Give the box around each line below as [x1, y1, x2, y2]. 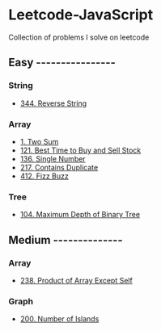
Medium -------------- [8, 233, 123, 247]
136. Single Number [19, 153, 87, 163]
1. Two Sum [19, 136, 59, 146]
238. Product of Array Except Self [19, 275, 133, 285]
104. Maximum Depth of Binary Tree [19, 210, 140, 220]
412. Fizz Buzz [19, 171, 69, 181]
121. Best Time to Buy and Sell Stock [19, 145, 142, 155]
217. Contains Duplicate [19, 162, 99, 172]
